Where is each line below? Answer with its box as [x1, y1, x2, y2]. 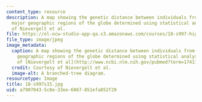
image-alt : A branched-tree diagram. [11, 70, 106, 76]
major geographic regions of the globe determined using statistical [11, 20, 189, 26]
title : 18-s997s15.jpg [6, 82, 63, 88]
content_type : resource [6, 8, 66, 15]
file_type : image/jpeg [6, 37, 63, 43]
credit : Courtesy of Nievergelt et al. [11, 64, 112, 71]
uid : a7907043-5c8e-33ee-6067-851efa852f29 [6, 87, 117, 93]
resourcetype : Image [6, 76, 58, 82]
